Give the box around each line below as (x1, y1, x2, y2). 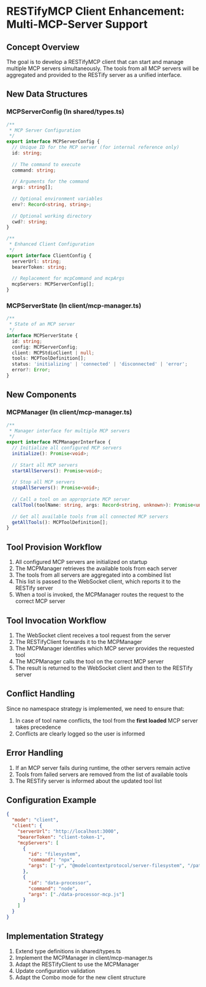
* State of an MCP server (9, 321, 75, 327)
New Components (6, 389, 77, 400)
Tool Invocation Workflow (6, 615, 107, 625)
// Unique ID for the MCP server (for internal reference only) (12, 145, 180, 151)
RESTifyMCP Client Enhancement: (6, 4, 185, 18)
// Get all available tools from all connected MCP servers (12, 513, 169, 520)
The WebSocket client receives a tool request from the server (15, 632, 171, 639)
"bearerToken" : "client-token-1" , (17, 834, 105, 840)
